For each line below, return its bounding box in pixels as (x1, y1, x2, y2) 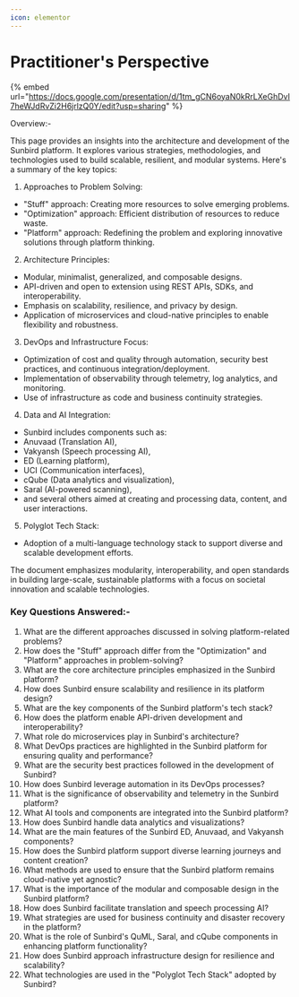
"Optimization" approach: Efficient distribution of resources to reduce (22, 208, 280, 219)
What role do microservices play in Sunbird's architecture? (22, 731, 240, 741)
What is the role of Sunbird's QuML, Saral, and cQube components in (22, 931, 278, 941)
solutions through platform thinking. (22, 237, 155, 247)
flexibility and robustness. (22, 319, 119, 330)
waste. (22, 217, 48, 229)
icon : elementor (10, 13, 71, 22)
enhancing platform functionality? (22, 941, 148, 951)
